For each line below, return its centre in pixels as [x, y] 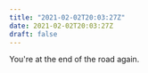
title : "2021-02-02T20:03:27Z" [67, 17]
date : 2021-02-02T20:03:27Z [62, 26]
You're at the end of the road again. [74, 60]
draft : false [33, 34]
